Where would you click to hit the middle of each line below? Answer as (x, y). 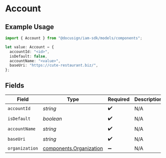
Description (148, 99)
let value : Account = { (30, 47)
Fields (15, 85)
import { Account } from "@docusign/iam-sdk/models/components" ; (74, 38)
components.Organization (73, 148)
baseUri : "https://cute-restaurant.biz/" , (54, 65)
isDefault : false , (29, 56)
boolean (52, 119)
